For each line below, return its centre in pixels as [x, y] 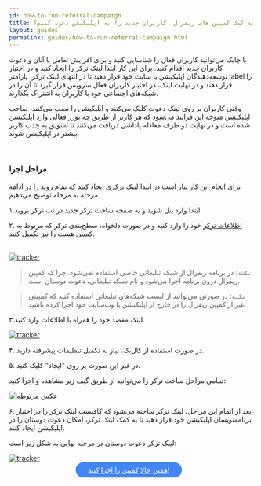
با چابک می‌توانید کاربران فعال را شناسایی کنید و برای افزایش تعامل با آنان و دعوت [128, 60]
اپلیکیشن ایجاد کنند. [37, 427]
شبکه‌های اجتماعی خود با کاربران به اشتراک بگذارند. [84, 93]
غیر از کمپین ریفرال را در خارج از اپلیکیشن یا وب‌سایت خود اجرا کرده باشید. [137, 304]
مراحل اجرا [28, 169]
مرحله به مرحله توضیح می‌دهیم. [54, 194]
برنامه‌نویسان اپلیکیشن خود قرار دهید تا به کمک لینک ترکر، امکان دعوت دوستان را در [130, 419]
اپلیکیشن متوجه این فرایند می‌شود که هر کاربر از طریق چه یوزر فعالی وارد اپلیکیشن [130, 117]
